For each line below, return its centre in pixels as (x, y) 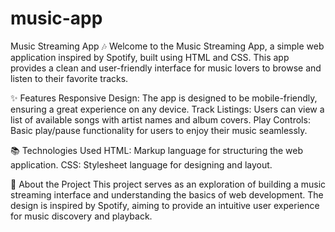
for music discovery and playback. (81, 216)
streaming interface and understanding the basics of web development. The (167, 194)
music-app (56, 18)
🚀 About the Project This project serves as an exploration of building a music (168, 184)
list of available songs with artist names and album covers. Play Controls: (160, 119)
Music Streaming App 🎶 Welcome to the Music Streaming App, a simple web (167, 46)
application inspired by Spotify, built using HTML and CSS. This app (150, 57)
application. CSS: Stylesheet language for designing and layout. (141, 164)
